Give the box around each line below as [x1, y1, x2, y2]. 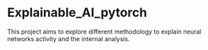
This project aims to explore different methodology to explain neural [7, 27, 202, 36]
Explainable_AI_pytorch [7, 5, 147, 21]
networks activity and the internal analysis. [7, 34, 130, 42]
